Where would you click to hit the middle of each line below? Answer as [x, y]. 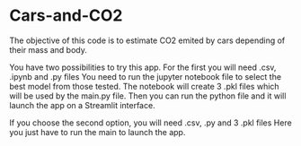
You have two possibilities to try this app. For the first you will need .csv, [143, 67]
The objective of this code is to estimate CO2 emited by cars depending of [147, 40]
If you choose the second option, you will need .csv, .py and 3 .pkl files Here [150, 123]
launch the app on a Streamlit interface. [82, 105]
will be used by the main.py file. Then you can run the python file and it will [148, 96]
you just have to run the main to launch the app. [97, 132]
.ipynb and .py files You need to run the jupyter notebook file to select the [145, 76]
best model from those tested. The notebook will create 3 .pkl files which [145, 86]
